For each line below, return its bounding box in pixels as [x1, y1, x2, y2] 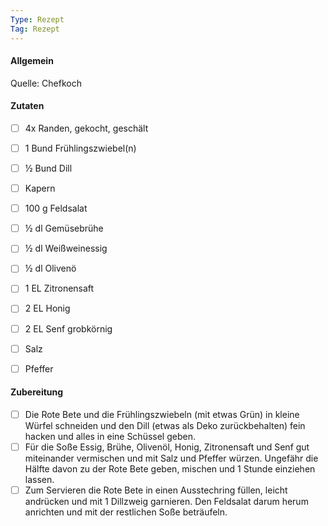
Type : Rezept [10, 14, 65, 25]
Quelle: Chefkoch [10, 77, 82, 89]
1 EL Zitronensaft [24, 282, 95, 295]
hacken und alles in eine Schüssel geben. [24, 430, 196, 442]
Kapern [24, 182, 56, 195]
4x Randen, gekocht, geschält [24, 122, 149, 134]
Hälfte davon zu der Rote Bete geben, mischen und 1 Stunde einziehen [24, 463, 316, 475]
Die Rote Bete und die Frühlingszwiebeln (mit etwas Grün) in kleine [24, 408, 300, 420]
